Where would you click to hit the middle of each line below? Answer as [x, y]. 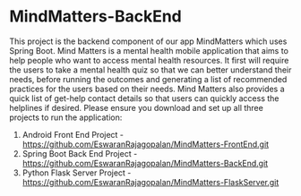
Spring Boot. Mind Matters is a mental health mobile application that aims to [149, 50]
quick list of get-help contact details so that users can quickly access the [144, 98]
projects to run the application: [66, 117]
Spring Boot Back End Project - [80, 153]
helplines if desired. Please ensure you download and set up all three [137, 107]
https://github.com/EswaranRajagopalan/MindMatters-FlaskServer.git [150, 182]
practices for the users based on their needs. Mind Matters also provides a [147, 89]
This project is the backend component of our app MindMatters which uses [148, 41]
